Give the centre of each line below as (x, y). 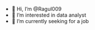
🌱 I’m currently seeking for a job (50, 21)
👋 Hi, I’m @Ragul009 (36, 9)
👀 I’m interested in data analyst (49, 15)
